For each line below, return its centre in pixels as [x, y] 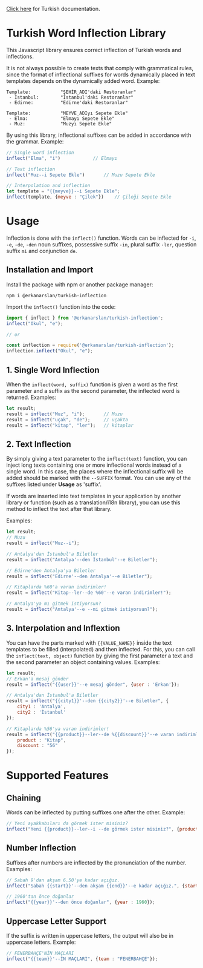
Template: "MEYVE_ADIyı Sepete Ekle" [67, 113]
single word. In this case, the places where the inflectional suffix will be [95, 472]
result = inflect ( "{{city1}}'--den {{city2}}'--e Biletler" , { [88, 701]
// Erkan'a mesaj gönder [37, 679]
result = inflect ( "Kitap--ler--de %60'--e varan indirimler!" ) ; [89, 593]
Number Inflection [41, 848]
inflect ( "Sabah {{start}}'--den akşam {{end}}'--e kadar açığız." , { [96, 886]
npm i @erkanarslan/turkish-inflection [56, 295]
